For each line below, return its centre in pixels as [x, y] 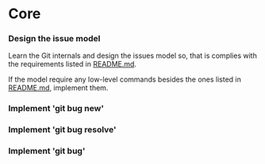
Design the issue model [54, 39]
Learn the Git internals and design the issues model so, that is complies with [133, 55]
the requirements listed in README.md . [73, 64]
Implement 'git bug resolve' [62, 130]
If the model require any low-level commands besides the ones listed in [125, 79]
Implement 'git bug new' [56, 109]
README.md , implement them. [58, 88]
